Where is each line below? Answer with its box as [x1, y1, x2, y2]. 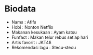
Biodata [4, 3, 36, 14]
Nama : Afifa [11, 19, 37, 25]
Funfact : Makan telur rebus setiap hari [11, 34, 89, 40]
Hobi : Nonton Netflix [11, 24, 53, 30]
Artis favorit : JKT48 [11, 39, 52, 45]
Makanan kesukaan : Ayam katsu [11, 29, 77, 35]
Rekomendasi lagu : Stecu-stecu [11, 44, 76, 50]
